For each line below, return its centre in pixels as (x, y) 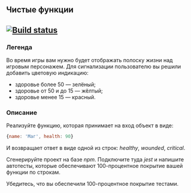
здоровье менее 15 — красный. (55, 97)
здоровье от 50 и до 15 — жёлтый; (59, 91)
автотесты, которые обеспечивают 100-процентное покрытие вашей (95, 166)
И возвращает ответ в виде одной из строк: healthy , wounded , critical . (96, 148)
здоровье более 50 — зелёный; (55, 85)
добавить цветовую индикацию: (47, 73)
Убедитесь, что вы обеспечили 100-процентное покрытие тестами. (93, 184)
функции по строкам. (34, 172)
